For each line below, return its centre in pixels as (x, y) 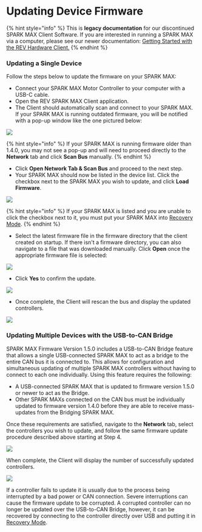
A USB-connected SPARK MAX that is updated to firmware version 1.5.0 (105, 386)
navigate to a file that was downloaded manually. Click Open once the (102, 249)
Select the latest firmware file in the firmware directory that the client (101, 236)
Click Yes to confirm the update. (55, 279)
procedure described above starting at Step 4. (64, 437)
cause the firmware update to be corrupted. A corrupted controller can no (99, 503)
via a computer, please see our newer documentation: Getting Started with (99, 41)
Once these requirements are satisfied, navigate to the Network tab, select (100, 424)
